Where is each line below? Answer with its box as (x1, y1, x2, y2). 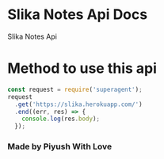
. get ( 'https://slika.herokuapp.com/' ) (14, 100, 143, 108)
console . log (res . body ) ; (21, 115, 101, 123)
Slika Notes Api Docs (7, 6, 148, 24)
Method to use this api (7, 59, 158, 78)
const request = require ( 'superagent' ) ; (7, 85, 143, 93)
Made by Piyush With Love (7, 141, 113, 152)
